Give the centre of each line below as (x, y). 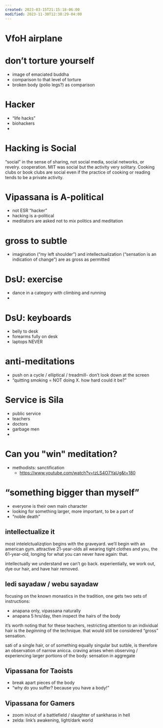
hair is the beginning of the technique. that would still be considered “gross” (82, 630)
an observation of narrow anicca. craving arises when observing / (71, 650)
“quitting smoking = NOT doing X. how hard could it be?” (69, 380)
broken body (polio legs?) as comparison (54, 85)
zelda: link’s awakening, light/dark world (52, 720)
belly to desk (25, 331)
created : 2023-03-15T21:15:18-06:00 (42, 10)
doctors (20, 424)
